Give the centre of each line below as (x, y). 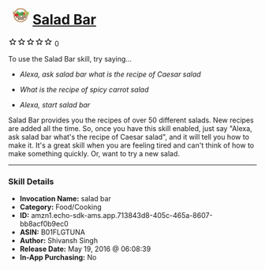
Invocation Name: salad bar (65, 199)
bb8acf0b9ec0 (44, 224)
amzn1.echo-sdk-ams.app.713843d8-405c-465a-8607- (122, 216)
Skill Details (31, 182)
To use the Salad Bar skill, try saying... (70, 58)
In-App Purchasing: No (58, 257)
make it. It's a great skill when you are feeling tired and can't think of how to (131, 145)
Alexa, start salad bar (55, 104)
